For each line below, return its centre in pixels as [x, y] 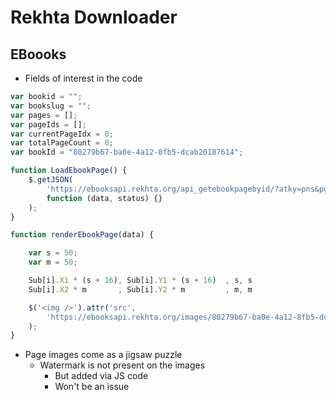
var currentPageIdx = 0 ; [62, 134]
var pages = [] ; [44, 115]
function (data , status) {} [104, 198]
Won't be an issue [92, 387]
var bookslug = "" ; [51, 106]
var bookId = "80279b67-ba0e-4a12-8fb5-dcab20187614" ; [127, 152]
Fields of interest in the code [83, 78]
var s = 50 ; [53, 253]
